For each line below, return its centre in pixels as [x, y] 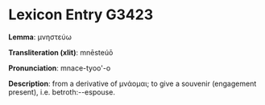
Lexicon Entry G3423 [81, 15]
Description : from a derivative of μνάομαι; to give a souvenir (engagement [132, 83]
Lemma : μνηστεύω [40, 37]
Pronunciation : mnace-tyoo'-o [60, 68]
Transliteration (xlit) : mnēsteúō [61, 52]
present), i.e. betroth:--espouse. [62, 92]
